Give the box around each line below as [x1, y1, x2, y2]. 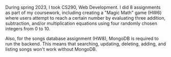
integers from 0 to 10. [5, 26, 51, 32]
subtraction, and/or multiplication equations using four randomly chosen [5, 20, 157, 26]
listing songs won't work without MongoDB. [5, 46, 97, 52]
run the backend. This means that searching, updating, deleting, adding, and [5, 41, 166, 47]
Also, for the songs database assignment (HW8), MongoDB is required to [5, 35, 159, 41]
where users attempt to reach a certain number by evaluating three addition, [5, 15, 166, 21]
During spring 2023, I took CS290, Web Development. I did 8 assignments [5, 5, 161, 10]
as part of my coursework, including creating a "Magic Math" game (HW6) [5, 10, 162, 16]
